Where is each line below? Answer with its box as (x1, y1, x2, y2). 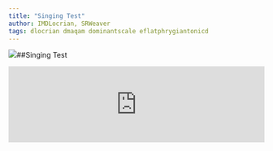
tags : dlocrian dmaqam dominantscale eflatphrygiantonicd (8, 27, 209, 35)
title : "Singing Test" (8, 11, 85, 20)
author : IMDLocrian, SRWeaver (8, 19, 111, 28)
